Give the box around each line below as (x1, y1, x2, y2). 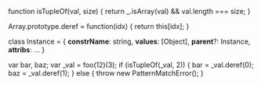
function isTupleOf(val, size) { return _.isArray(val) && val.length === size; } (8, 7, 251, 16)
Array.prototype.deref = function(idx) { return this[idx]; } (8, 22, 190, 30)
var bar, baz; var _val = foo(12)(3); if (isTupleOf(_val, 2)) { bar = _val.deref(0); (8, 60, 255, 69)
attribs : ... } (8, 45, 45, 54)
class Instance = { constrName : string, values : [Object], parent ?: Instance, (8, 37, 251, 46)
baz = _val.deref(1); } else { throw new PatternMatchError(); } (8, 69, 204, 77)
